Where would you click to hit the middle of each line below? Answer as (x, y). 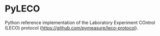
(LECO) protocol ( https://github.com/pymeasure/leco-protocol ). (72, 27)
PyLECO (22, 9)
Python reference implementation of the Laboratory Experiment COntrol (80, 22)
